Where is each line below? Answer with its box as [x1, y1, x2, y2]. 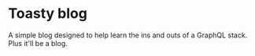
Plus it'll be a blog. [8, 38, 68, 47]
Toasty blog [8, 5, 88, 23]
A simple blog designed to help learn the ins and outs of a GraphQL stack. [8, 30, 248, 40]
